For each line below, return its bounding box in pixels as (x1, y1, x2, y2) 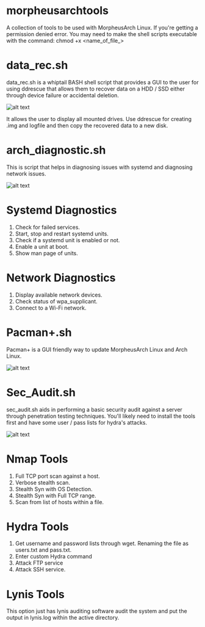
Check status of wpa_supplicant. (15, 297, 98, 305)
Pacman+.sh (6, 325, 72, 339)
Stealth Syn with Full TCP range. (15, 492, 96, 499)
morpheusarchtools (6, 4, 109, 18)
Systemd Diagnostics (6, 203, 117, 217)
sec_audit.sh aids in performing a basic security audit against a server (6, 406, 183, 413)
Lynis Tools (6, 587, 65, 601)
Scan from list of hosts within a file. (15, 498, 104, 505)
